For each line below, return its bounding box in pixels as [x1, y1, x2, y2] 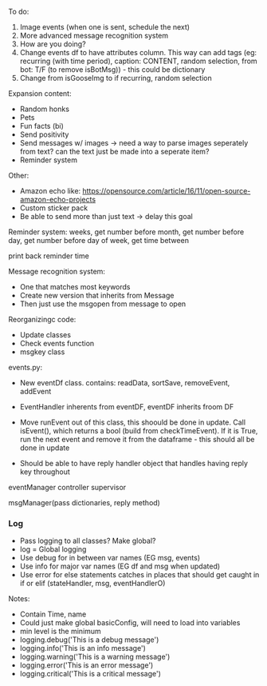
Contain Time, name [19, 609, 87, 619]
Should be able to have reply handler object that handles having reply [19, 459, 249, 468]
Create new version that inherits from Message [19, 291, 175, 300]
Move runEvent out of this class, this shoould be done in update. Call [19, 417, 245, 427]
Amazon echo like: [19, 186, 81, 195]
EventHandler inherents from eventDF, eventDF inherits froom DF [19, 402, 234, 411]
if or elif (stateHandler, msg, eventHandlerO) [19, 579, 166, 588]
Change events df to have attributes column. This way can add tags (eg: [19, 48, 257, 57]
